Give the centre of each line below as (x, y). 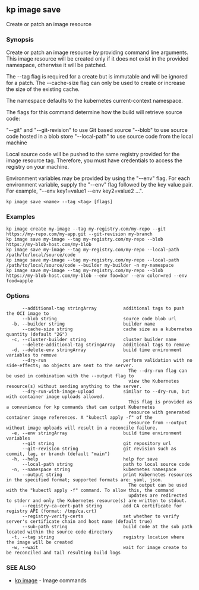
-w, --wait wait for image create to (99, 547)
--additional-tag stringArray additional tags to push (103, 308)
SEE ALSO (21, 567)
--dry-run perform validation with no (107, 360)
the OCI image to (28, 313)
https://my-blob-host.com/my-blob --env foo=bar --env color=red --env (97, 276)
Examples (21, 217)
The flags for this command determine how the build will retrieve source (94, 112)
